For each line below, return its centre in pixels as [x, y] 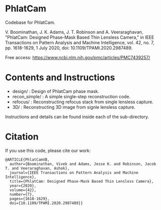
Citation [22, 137]
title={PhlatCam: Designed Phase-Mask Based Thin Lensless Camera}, [82, 181]
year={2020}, [23, 186]
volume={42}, [23, 190]
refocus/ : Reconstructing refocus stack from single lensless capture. [83, 102]
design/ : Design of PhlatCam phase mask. [56, 91]
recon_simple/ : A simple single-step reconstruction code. [71, 96]
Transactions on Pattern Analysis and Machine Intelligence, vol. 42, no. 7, [80, 42]
